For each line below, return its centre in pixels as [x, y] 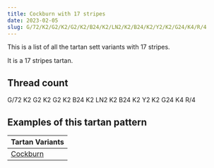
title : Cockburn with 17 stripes [57, 14]
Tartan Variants [38, 142]
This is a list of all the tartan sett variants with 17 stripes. [89, 47]
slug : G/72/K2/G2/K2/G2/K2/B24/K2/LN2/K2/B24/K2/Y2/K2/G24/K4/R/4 [107, 27]
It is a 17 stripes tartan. [40, 61]
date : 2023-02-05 [33, 20]
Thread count [38, 83]
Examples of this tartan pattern [77, 122]
